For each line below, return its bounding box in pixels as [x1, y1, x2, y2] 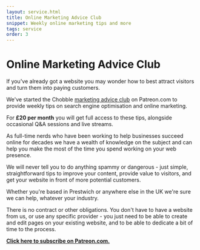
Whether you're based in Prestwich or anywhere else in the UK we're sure [6, 188, 191, 195]
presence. [6, 152, 32, 159]
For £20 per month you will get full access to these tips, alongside [6, 114, 173, 121]
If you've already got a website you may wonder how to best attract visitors [6, 78, 195, 85]
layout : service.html [6, 8, 61, 15]
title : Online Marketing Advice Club [6, 15, 102, 21]
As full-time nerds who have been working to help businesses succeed [6, 132, 184, 140]
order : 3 [6, 32, 28, 38]
